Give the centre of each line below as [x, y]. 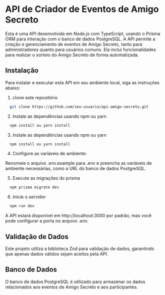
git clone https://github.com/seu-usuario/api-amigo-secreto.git [79, 107]
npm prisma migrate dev [34, 187]
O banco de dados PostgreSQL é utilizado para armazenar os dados [75, 282]
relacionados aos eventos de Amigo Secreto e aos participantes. [72, 287]
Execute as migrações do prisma [46, 178]
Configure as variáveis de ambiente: [49, 154]
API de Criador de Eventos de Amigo [82, 9]
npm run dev [22, 206]
